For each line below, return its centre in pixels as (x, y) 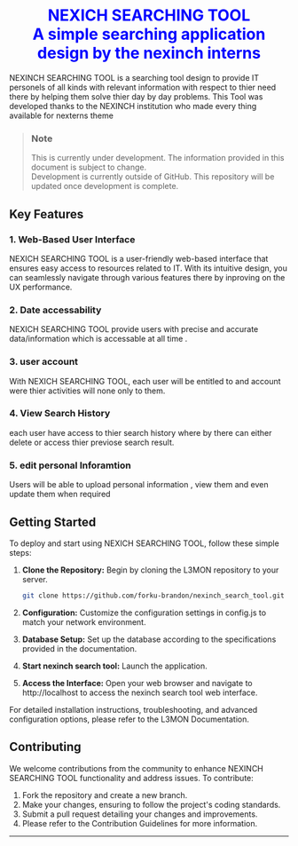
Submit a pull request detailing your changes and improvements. (140, 814)
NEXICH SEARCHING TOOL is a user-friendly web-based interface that (139, 258)
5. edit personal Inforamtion (70, 465)
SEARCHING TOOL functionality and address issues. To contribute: (132, 778)
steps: (20, 552)
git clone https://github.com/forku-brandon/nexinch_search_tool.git (153, 596)
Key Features (47, 214)
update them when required (60, 494)
